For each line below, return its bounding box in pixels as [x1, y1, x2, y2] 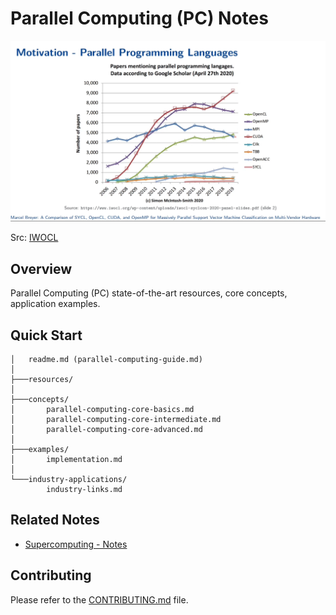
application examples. [10, 298, 101, 310]
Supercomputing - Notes [24, 538, 128, 550]
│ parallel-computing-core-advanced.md [10, 424, 203, 434]
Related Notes [10, 512, 100, 529]
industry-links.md [46, 484, 123, 494]
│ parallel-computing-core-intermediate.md [10, 414, 222, 424]
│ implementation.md [10, 454, 123, 464]
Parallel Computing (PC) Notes [10, 7, 269, 30]
